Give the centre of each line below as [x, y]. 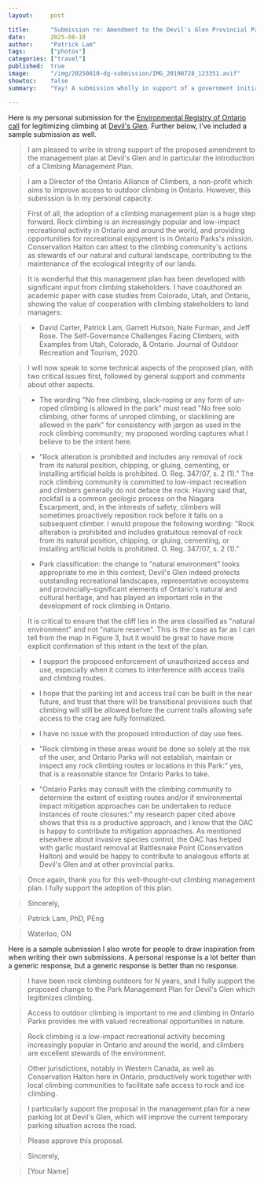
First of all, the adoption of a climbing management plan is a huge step [141, 213]
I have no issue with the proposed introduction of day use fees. [141, 733]
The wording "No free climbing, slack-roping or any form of [135, 400]
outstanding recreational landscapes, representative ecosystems [144, 580]
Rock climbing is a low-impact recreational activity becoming [126, 1036]
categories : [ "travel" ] [47, 59]
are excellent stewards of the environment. [97, 1053]
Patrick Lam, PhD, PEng [66, 918]
